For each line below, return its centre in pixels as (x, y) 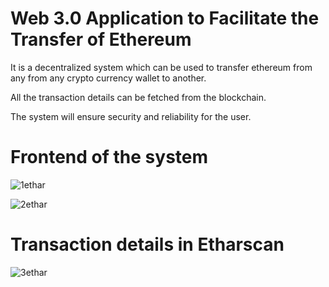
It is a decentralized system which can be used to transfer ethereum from (161, 67)
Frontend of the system (109, 157)
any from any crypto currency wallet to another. (108, 78)
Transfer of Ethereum (101, 39)
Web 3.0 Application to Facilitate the (165, 18)
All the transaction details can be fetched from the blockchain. (138, 97)
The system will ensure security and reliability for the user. (131, 116)
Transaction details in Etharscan (147, 244)
